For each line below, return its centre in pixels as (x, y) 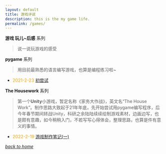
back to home (19, 147)
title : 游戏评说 (20, 14)
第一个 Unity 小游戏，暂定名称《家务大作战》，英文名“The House (82, 102)
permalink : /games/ (25, 24)
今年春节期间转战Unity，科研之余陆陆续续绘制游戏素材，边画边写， (86, 114)
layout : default (22, 10)
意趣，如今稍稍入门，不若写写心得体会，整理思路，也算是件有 (94, 120)
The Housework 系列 (27, 91)
